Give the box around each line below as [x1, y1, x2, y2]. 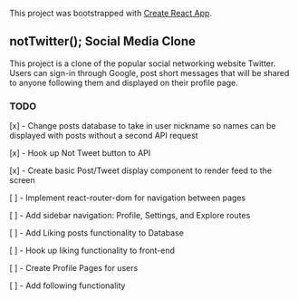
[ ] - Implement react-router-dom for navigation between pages [9, 192, 246, 203]
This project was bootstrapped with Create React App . [9, 8, 213, 18]
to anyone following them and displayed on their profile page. [9, 77, 238, 88]
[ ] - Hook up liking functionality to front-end [9, 245, 175, 256]
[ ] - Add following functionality [9, 280, 126, 291]
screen [9, 175, 36, 186]
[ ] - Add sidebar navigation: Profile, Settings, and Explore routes [9, 210, 251, 221]
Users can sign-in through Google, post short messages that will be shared [9, 67, 290, 78]
